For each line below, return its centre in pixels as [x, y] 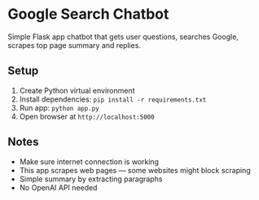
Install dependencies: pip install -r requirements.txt [113, 99]
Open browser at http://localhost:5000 [87, 116]
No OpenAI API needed [58, 187]
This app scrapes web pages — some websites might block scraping [135, 170]
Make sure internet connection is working [89, 161]
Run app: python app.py [59, 107]
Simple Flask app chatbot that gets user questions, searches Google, [123, 37]
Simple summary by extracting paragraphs [91, 179]
